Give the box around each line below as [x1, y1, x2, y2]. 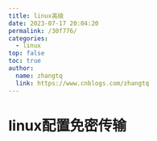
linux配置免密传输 [8, 116, 127, 135]
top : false [8, 49, 45, 57]
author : [8, 64, 35, 73]
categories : [8, 34, 48, 43]
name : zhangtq [15, 72, 63, 80]
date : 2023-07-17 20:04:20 [8, 19, 99, 27]
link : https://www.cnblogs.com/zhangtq [15, 79, 150, 87]
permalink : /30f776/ [8, 27, 78, 35]
